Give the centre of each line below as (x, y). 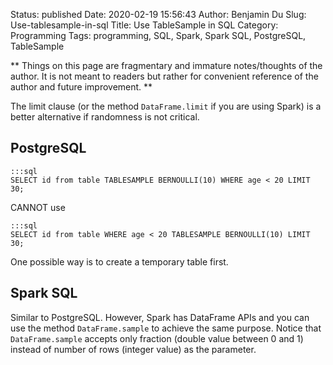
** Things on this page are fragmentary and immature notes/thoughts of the (166, 65)
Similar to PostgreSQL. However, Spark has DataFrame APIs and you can (160, 317)
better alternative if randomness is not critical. (105, 117)
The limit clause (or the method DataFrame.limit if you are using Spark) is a (166, 106)
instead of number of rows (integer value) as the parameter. (133, 349)
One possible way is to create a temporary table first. (119, 261)
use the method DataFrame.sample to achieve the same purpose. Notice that (166, 328)
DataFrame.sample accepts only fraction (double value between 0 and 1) (157, 338)
